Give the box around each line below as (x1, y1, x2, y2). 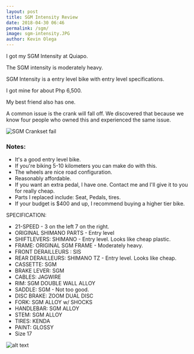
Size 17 (14, 330, 33, 337)
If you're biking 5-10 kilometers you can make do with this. (14, 162, 158, 170)
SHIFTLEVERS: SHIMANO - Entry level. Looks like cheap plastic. (14, 235, 171, 243)
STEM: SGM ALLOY (14, 311, 63, 318)
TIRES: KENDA (14, 318, 50, 325)
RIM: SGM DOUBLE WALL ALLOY (14, 280, 96, 287)
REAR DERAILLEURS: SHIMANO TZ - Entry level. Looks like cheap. (14, 254, 177, 261)
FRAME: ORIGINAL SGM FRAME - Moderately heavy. (14, 242, 143, 249)
